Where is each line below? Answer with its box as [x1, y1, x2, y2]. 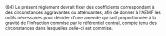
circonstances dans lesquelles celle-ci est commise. [5, 25, 113, 31]
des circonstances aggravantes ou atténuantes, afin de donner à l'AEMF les [5, 9, 161, 15]
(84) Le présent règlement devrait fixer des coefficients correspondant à [5, 4, 155, 10]
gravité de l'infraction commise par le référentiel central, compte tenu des [5, 20, 157, 26]
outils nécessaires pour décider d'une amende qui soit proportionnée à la [5, 15, 156, 20]
